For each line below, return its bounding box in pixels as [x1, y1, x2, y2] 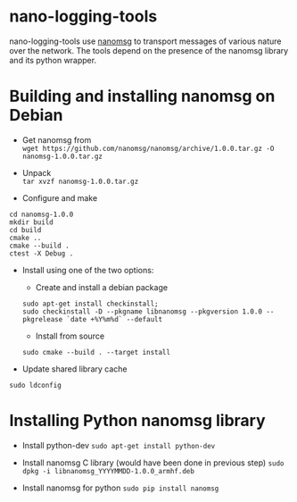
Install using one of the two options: [21, 264, 154, 275]
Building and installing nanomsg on [9, 87, 276, 106]
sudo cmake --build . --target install [21, 347, 171, 356]
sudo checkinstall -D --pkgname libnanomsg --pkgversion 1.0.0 [21, 306, 263, 316]
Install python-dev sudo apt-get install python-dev [21, 439, 216, 450]
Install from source [35, 330, 105, 341]
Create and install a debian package [35, 281, 168, 292]
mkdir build [9, 217, 54, 227]
